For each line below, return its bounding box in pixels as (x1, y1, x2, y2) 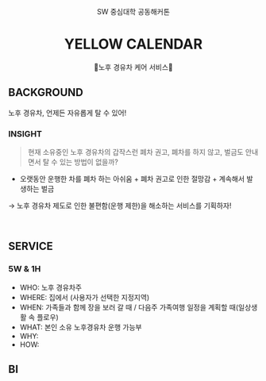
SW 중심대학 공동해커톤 (96, 7, 171, 16)
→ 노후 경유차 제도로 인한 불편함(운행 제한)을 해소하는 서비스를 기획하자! (8, 201, 232, 210)
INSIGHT (8, 128, 42, 139)
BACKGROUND (8, 86, 83, 99)
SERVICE (8, 240, 53, 253)
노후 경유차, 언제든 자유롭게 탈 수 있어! (8, 108, 127, 117)
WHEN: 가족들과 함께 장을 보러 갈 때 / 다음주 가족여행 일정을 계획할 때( (19, 302, 239, 312)
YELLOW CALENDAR (64, 35, 203, 53)
